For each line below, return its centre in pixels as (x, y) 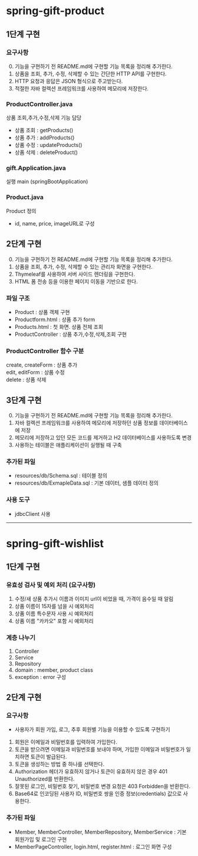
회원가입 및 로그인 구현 (41, 839)
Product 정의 (21, 211)
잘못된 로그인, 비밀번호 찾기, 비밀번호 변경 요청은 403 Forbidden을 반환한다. (102, 786)
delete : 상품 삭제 (26, 380)
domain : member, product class (54, 670)
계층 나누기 (21, 638)
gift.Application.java (36, 168)
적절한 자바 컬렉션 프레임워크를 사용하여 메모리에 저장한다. (82, 88)
